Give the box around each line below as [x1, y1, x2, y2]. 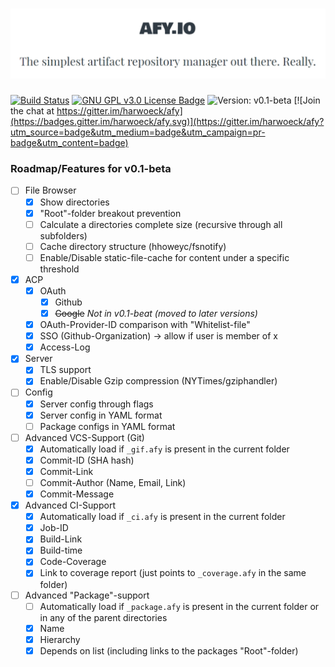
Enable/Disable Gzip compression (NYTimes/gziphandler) [39, 375, 278, 387]
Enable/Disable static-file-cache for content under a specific [39, 251, 290, 263]
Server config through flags [39, 398, 154, 410]
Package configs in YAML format [39, 420, 176, 432]
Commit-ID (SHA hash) [39, 454, 135, 466]
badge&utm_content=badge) [10, 137, 129, 149]
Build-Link [39, 533, 83, 545]
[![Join [293, 94, 321, 107]
